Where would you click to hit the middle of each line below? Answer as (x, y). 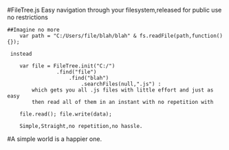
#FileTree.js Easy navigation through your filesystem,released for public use (115, 10)
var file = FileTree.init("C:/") (67, 66)
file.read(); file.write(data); (66, 114)
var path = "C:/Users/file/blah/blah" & (78, 36)
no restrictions (28, 17)
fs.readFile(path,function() (181, 36)
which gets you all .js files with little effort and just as (123, 90)
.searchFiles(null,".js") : (121, 84)
